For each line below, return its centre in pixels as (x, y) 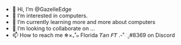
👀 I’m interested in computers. (50, 16)
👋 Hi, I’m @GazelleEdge (42, 9)
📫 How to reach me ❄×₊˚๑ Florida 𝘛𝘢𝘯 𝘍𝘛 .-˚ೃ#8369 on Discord (94, 35)
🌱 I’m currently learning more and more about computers (84, 22)
